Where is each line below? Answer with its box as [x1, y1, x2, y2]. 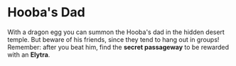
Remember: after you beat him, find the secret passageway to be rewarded [7, 43, 230, 51]
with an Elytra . [7, 50, 50, 59]
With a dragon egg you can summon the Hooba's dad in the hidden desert [7, 28, 225, 36]
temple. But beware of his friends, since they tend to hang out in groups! [7, 35, 220, 43]
